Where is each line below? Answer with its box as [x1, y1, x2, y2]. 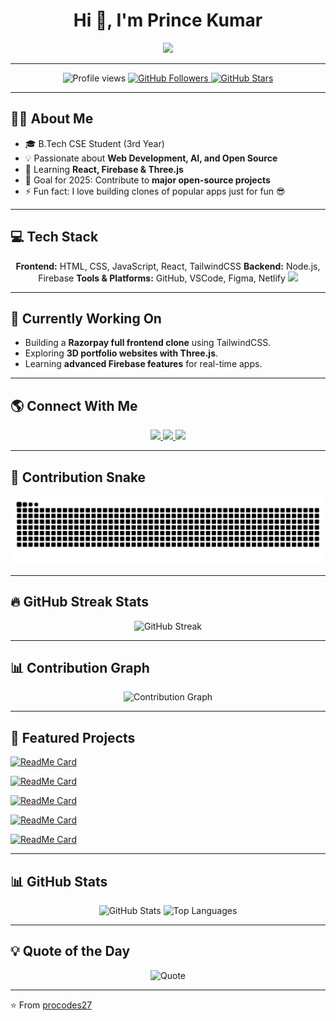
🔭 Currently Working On [10, 310, 162, 327]
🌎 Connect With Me [10, 397, 138, 414]
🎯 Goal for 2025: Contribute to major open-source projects [24, 174, 271, 186]
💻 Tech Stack [10, 229, 99, 246]
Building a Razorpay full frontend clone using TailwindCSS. [24, 337, 272, 349]
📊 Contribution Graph [10, 659, 150, 676]
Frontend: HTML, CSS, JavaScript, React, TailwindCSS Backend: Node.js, [15, 260, 321, 272]
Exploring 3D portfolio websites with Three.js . [24, 347, 219, 359]
